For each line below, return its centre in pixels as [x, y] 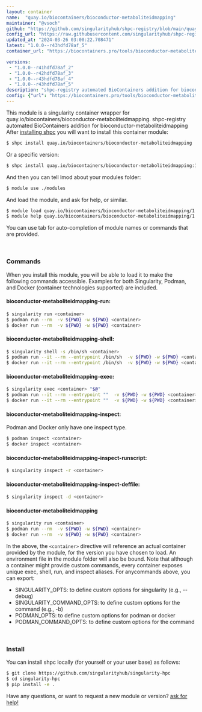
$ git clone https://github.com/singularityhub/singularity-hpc [88, 673]
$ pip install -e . [31, 685]
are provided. [23, 234]
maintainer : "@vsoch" [33, 23]
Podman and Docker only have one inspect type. [67, 427]
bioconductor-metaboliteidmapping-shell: [60, 339]
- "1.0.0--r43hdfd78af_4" [41, 79]
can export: [20, 578]
